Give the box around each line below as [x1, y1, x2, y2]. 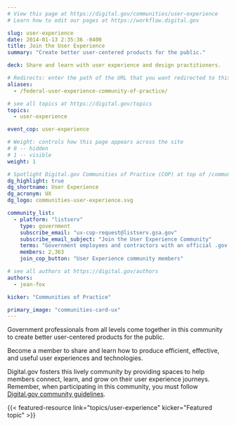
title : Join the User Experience [7, 43, 105, 50]
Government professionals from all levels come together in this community [7, 326, 223, 334]
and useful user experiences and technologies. [7, 354, 143, 362]
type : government [20, 222, 71, 229]
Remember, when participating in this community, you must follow [7, 382, 198, 391]
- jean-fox [13, 281, 46, 288]
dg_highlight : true [7, 177, 65, 185]
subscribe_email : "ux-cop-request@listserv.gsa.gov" [20, 229, 178, 236]
